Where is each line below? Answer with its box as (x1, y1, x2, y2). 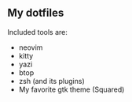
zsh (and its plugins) (18, 76, 86, 85)
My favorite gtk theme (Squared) (18, 85, 125, 94)
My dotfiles (7, 6, 64, 20)
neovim (18, 43, 43, 52)
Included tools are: (7, 27, 68, 36)
